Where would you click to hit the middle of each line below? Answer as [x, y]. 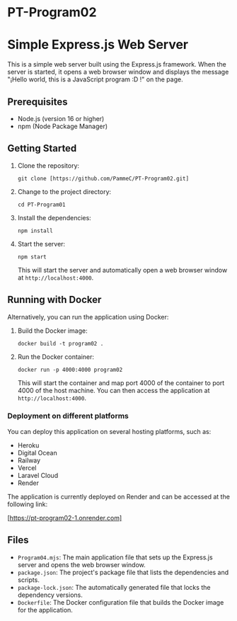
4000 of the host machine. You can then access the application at [114, 390]
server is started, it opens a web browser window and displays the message [118, 72]
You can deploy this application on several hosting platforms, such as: [109, 431]
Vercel [27, 467]
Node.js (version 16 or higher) [61, 118]
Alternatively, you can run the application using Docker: [88, 317]
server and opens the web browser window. [82, 564]
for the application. [45, 610]
